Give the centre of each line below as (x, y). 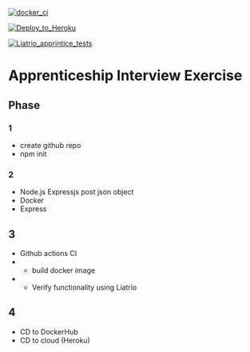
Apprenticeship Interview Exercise (125, 76)
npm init (33, 154)
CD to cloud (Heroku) (55, 340)
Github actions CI (48, 253)
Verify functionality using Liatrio (84, 287)
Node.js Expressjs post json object (77, 192)
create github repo (50, 145)
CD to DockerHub (49, 331)
